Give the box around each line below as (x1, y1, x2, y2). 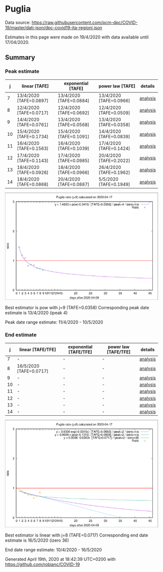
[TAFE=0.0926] (16, 169, 49, 175)
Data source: (5, 19, 31, 25)
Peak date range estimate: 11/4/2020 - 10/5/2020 (5, 319, 103, 325)
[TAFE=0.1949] (98, 182, 130, 187)
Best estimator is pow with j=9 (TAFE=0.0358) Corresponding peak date (5, 305, 149, 311)
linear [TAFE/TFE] (19, 347, 56, 352)
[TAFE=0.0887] (57, 182, 90, 187)
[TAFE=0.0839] (98, 134, 130, 140)
